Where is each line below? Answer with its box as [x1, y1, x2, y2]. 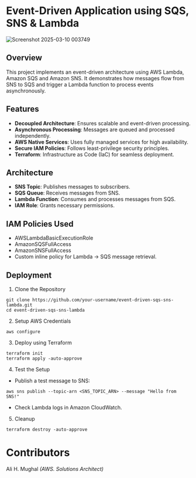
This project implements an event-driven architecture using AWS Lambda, [6, 69, 184, 76]
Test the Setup [14, 366, 50, 373]
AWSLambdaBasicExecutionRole [14, 234, 94, 241]
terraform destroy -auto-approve [6, 426, 88, 432]
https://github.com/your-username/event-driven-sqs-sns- [32, 297, 174, 303]
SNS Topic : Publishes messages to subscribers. [14, 183, 130, 190]
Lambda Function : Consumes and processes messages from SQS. [14, 196, 176, 203]
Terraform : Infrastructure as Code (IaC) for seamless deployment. [14, 151, 174, 158]
